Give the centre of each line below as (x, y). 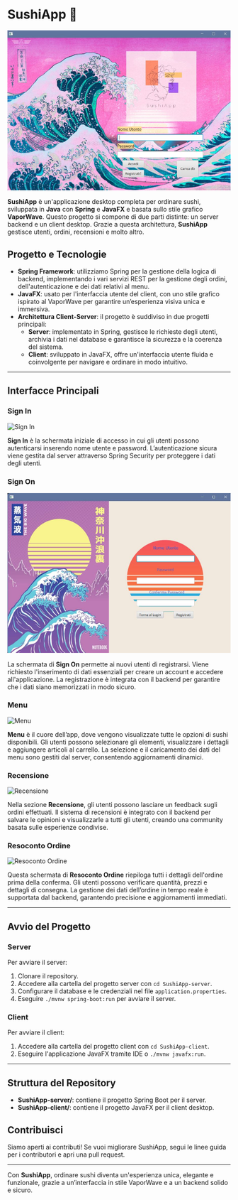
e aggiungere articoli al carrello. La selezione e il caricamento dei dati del (114, 750)
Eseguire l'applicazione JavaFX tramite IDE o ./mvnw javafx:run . (112, 1054)
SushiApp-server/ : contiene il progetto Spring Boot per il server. (112, 1100)
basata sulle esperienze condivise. (58, 828)
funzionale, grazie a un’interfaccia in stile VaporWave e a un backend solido (118, 1183)
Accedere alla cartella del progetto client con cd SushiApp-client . (114, 1047)
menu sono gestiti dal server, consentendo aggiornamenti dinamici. (106, 757)
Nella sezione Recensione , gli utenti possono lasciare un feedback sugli (112, 805)
